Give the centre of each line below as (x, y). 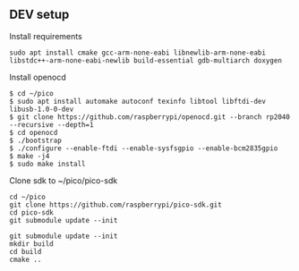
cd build (26, 251)
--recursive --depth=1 (51, 124)
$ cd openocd (34, 132)
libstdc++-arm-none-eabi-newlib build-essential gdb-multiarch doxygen (145, 60)
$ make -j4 (30, 156)
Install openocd (38, 77)
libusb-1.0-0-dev (42, 109)
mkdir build (31, 244)
